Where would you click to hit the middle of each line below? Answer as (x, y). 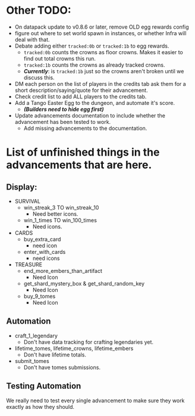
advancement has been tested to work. (63, 122)
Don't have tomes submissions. (62, 367)
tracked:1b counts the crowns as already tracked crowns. (94, 65)
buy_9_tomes (40, 296)
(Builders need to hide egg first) (64, 109)
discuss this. (39, 77)
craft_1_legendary (36, 336)
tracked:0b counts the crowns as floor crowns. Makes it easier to (103, 52)
